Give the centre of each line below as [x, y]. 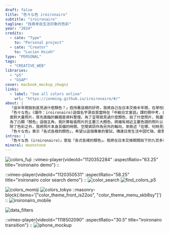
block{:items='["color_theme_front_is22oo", [50, 195]
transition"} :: [19, 225]
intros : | [16, 136]
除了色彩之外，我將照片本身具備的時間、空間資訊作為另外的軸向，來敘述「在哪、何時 [84, 127]
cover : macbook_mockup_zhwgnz [37, 84]
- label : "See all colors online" [46, 94]
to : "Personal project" [39, 43]
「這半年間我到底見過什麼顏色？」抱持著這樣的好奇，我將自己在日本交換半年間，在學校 [87, 108]
